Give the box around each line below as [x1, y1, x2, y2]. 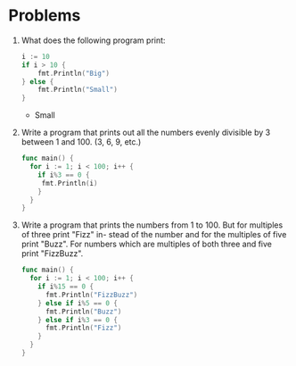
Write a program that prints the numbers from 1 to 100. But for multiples [21, 220, 284, 230]
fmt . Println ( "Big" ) [37, 69, 111, 78]
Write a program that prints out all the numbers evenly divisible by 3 [21, 127, 271, 138]
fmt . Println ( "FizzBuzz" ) [45, 290, 138, 299]
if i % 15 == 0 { [37, 282, 95, 291]
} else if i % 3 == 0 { [37, 315, 118, 324]
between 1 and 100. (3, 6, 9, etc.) [21, 137, 142, 147]
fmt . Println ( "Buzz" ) [45, 307, 122, 316]
